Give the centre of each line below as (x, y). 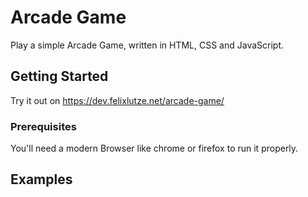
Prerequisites (43, 126)
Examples (41, 179)
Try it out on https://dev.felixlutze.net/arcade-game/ (117, 100)
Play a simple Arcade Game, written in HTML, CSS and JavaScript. (147, 45)
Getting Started (59, 76)
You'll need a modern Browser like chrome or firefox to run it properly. (154, 148)
